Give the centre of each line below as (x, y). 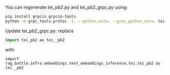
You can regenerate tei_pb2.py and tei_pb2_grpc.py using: (67, 7)
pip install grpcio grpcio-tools (41, 17)
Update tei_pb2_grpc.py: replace (39, 31)
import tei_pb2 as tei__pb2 (35, 40)
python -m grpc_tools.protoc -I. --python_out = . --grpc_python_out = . (81, 21)
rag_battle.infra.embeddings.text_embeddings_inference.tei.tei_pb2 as (83, 63)
